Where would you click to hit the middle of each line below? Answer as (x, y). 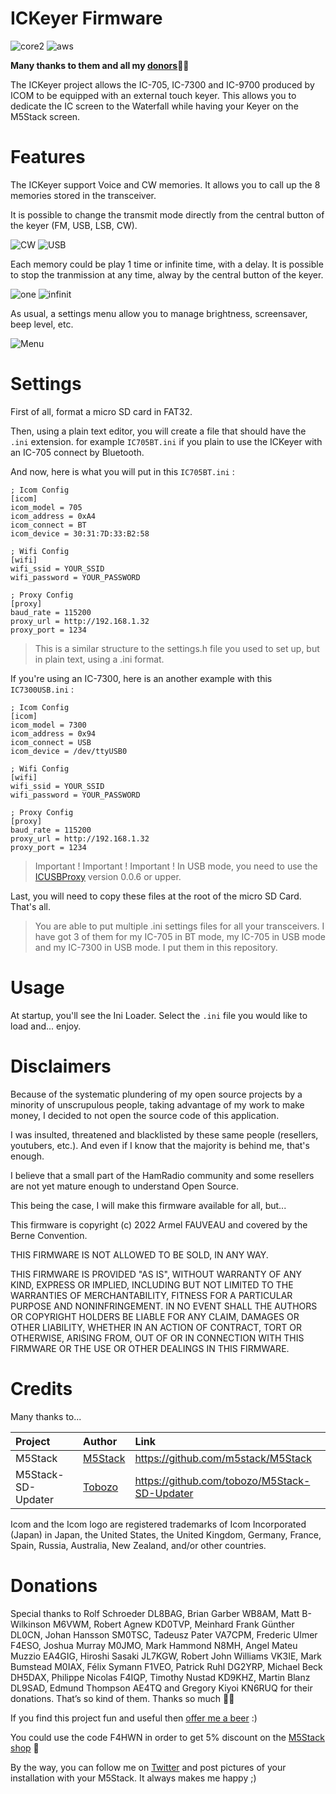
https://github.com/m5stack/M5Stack (223, 1458)
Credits (41, 1388)
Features (48, 157)
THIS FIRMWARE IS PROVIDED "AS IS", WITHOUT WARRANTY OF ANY (156, 1274)
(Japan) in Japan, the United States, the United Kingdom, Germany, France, (166, 1534)
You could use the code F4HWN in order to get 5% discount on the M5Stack (167, 1737)
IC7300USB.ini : (42, 689)
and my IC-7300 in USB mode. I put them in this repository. (156, 947)
